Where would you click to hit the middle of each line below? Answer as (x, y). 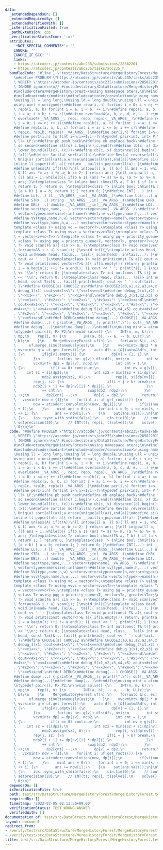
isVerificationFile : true (36, 790)
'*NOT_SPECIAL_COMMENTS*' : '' (44, 46)
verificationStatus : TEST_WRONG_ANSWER (50, 808)
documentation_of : (24, 817)
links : (20, 60)
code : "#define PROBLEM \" (37, 432)
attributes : (22, 41)
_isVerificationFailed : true (39, 28)
